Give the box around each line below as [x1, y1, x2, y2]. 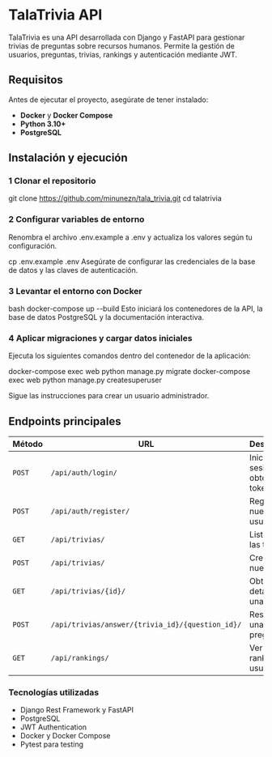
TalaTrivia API [8, 6, 103, 24]
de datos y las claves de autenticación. [8, 265, 138, 274]
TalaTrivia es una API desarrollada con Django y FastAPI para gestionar [8, 32, 245, 42]
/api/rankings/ [50, 653, 109, 663]
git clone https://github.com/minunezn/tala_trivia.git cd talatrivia [8, 194, 223, 203]
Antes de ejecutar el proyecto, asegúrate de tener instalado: [8, 95, 209, 104]
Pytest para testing [19, 739, 83, 750]
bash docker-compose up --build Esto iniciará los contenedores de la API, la [8, 304, 263, 313]
